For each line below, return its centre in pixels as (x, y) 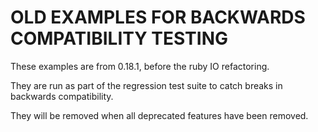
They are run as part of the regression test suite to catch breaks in (146, 85)
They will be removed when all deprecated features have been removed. (159, 115)
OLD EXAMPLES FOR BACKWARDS (158, 17)
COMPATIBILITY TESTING (119, 38)
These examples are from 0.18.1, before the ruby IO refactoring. (140, 66)
